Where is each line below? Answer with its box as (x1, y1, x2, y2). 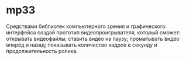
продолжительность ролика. (6, 47, 78, 54)
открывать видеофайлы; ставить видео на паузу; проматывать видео (6, 35, 180, 42)
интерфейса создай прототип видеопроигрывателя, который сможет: (6, 29, 181, 36)
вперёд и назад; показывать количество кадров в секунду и (6, 41, 158, 48)
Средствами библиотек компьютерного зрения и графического (6, 23, 166, 30)
